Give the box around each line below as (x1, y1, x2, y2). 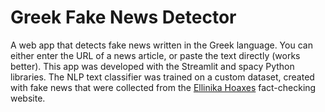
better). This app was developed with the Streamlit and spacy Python (10, 60, 295, 72)
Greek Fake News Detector (10, 6, 237, 29)
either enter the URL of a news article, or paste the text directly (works (10, 49, 301, 61)
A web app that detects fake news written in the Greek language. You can (10, 39, 313, 51)
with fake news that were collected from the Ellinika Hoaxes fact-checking (10, 81, 317, 93)
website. (10, 92, 46, 104)
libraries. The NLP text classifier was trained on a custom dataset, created (10, 71, 315, 83)
